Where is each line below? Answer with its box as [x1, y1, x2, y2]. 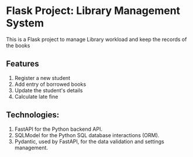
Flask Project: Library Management [6, 4, 180, 18]
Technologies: [6, 110, 60, 120]
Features [6, 59, 39, 69]
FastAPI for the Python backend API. [14, 125, 102, 132]
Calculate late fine [14, 93, 58, 100]
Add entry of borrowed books [14, 81, 87, 88]
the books [6, 42, 30, 49]
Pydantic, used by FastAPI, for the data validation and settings [14, 138, 165, 145]
